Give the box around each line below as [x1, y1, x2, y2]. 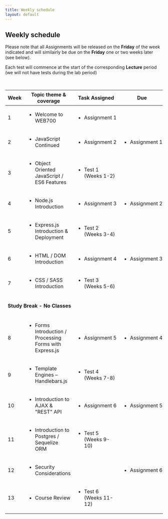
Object [34, 160, 51, 167]
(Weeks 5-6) [84, 283, 115, 290]
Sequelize [34, 439, 58, 446]
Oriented [34, 166, 56, 173]
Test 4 [84, 368, 99, 375]
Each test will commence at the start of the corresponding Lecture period [5, 64, 157, 70]
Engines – [34, 371, 58, 378]
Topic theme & [30, 91, 66, 98]
